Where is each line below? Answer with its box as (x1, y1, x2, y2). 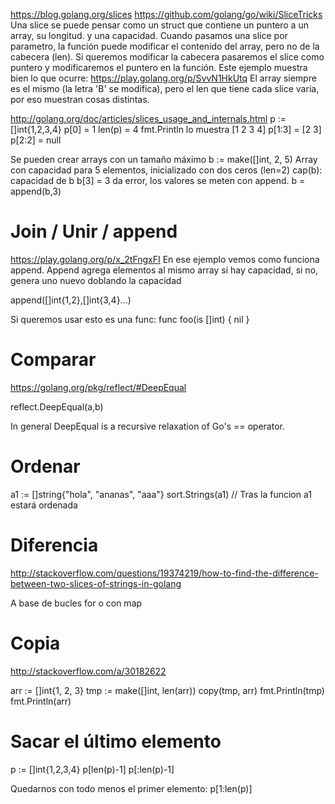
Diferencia (10, 534, 99, 556)
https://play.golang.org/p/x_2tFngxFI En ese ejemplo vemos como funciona (10, 253, 320, 265)
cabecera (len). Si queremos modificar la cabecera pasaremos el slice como (10, 51, 325, 63)
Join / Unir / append (10, 220, 178, 243)
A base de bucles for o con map (10, 597, 143, 609)
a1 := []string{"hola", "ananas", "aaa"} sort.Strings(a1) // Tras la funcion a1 (10, 488, 312, 500)
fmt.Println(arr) (10, 695, 72, 707)
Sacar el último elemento (10, 730, 222, 753)
